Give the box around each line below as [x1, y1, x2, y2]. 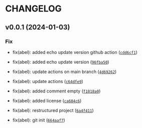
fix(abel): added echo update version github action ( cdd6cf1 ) [12, 49, 138, 55]
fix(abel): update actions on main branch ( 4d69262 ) [12, 68, 117, 74]
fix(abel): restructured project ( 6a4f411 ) [12, 107, 94, 113]
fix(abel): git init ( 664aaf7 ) [12, 117, 65, 123]
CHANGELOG [5, 3, 62, 14]
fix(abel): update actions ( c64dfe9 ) [12, 78, 84, 84]
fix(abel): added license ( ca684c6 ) [12, 97, 82, 103]
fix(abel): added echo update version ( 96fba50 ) [12, 58, 109, 65]
